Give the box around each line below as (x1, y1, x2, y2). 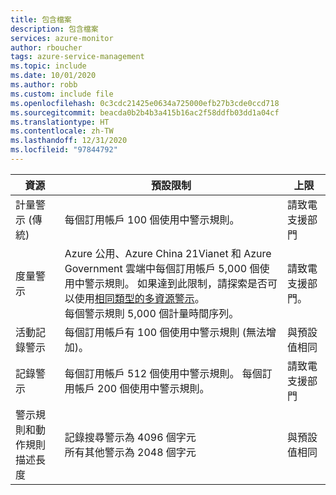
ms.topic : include (10, 61, 87, 71)
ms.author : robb (10, 80, 78, 90)
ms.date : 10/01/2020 (10, 71, 97, 81)
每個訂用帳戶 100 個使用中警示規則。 (64, 212, 240, 226)
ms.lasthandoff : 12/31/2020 (10, 136, 128, 146)
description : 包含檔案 (10, 24, 99, 34)
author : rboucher (10, 42, 83, 53)
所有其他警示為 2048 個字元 (64, 445, 197, 459)
